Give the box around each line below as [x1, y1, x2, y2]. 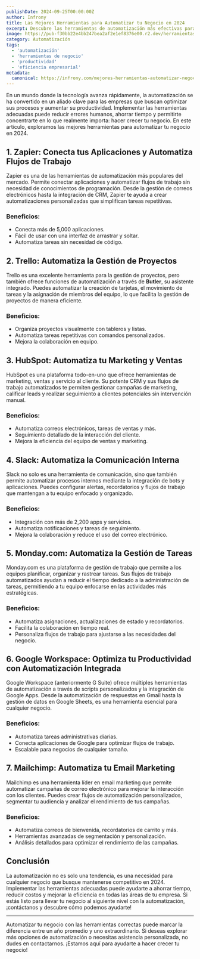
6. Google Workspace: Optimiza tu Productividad [6, 654, 192, 664]
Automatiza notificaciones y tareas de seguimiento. [14, 524, 141, 531]
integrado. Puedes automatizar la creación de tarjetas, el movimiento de [6, 284, 183, 292]
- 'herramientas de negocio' [11, 53, 84, 59]
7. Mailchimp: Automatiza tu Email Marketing [6, 763, 176, 773]
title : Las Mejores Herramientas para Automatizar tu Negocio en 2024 [6, 20, 185, 26]
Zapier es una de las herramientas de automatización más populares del [6, 172, 183, 179]
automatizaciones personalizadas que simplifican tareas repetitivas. [6, 197, 173, 205]
